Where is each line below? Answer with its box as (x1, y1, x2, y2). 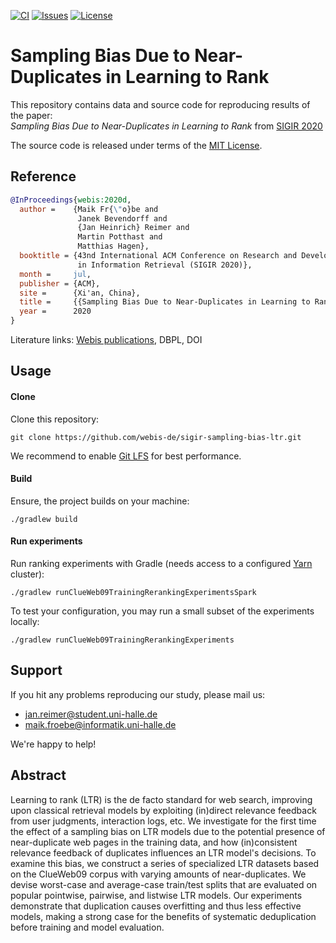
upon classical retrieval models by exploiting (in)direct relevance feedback (10, 804, 317, 816)
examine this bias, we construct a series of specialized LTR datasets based (10, 857, 320, 869)
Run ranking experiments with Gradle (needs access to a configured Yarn (10, 558, 313, 569)
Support (10, 662, 63, 679)
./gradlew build (10, 514, 78, 524)
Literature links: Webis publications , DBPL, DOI (10, 334, 203, 345)
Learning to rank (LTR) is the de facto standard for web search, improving (10, 793, 313, 805)
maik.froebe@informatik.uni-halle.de (24, 718, 177, 730)
